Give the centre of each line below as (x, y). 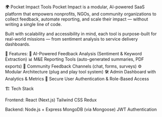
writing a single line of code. (33, 24)
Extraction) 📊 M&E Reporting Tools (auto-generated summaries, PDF (75, 59)
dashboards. (18, 44)
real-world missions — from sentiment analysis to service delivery (71, 39)
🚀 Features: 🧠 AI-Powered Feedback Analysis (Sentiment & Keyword (73, 54)
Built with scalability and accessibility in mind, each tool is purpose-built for (81, 34)
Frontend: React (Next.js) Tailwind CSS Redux (51, 100)
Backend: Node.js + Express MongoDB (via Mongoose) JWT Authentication (81, 109)
